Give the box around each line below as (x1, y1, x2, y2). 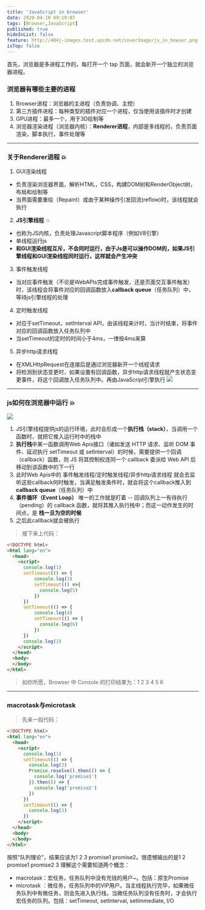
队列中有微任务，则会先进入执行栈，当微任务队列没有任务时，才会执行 (21, 889, 197, 897)
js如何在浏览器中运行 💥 (7, 399, 75, 407)
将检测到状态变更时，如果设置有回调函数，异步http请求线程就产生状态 (15, 369, 191, 376)
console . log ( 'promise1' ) (33, 773, 97, 780)
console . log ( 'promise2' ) (33, 785, 97, 791)
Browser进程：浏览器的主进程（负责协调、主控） (15, 100, 139, 107)
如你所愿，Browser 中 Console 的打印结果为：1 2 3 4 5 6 (21, 678, 164, 685)
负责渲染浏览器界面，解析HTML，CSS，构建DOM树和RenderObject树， (15, 181, 196, 188)
